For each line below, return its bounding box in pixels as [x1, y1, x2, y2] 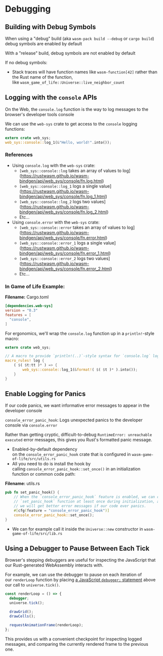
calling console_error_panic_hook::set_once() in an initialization [12, 466, 141, 472]
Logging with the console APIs [5, 93, 98, 102]
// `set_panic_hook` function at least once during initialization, [14, 499, 155, 504]
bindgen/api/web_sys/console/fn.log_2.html [19, 209, 107, 215]
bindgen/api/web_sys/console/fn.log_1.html [19, 193, 106, 199]
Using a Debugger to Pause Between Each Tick [5, 544, 149, 552]
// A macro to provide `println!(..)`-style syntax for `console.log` [5, 354, 151, 359]
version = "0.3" [5, 308, 38, 313]
